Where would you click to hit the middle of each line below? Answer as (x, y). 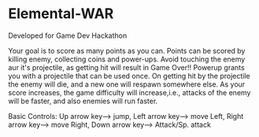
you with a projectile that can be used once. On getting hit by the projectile (129, 76)
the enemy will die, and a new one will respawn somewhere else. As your (127, 84)
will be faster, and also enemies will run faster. (83, 101)
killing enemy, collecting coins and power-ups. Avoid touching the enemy (127, 59)
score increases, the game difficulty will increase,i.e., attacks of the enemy (129, 92)
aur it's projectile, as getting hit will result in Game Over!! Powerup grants (127, 67)
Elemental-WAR (61, 14)
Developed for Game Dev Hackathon (68, 35)
